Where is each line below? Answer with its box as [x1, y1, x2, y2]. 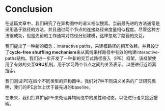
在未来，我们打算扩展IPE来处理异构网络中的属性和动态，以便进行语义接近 [5, 94, 154, 100]
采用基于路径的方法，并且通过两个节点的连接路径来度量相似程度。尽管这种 [5, 26, 156, 32]
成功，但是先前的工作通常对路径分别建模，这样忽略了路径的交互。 [13, 32, 147, 38]
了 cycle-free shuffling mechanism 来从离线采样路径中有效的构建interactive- [5, 49, 160, 55]
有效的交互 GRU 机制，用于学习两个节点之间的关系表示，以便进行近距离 [13, 61, 156, 67]
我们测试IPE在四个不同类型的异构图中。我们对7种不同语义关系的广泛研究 [5, 78, 152, 84]
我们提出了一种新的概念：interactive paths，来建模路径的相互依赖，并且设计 [5, 43, 160, 49]
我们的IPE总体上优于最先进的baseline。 [13, 84, 93, 90]
